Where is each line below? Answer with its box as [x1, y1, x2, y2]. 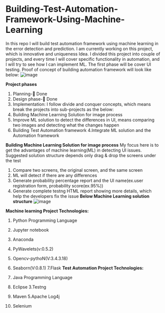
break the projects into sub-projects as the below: [12, 106, 114, 112]
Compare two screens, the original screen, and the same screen [12, 167, 143, 173]
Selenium [12, 303, 32, 309]
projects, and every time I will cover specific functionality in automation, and [5, 56, 160, 62]
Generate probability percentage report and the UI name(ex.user [12, 178, 143, 183]
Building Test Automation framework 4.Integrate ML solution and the [12, 127, 151, 133]
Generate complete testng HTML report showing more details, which [12, 188, 152, 194]
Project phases [5, 81, 37, 87]
